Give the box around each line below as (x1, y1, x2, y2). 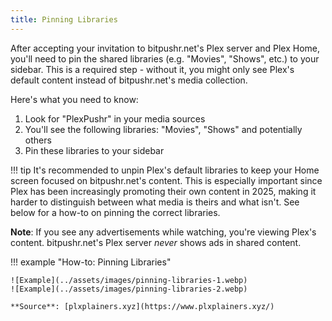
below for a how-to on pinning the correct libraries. (10, 206, 221, 218)
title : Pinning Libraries (10, 14, 118, 25)
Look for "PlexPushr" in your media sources (24, 112, 206, 125)
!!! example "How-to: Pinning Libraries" (10, 256, 172, 268)
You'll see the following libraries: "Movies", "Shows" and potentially (24, 123, 303, 135)
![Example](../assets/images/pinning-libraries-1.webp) (10, 275, 248, 285)
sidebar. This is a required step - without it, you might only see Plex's (10, 63, 295, 75)
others (24, 134, 52, 146)
